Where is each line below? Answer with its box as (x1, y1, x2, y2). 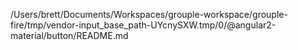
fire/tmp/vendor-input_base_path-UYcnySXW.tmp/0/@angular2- (10, 19, 277, 31)
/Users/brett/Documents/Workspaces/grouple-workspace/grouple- (10, 9, 288, 20)
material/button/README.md (10, 30, 129, 41)
